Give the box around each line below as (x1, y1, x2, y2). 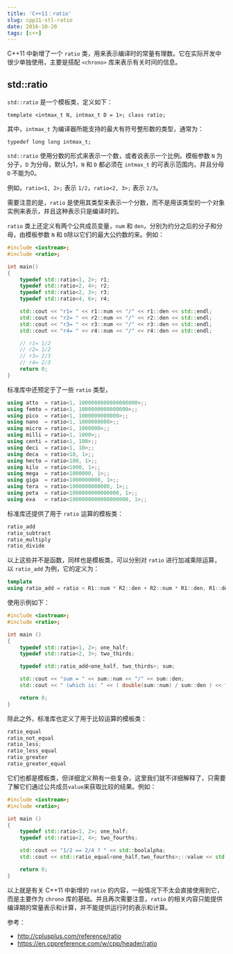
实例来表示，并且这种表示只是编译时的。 (7, 207, 123, 216)
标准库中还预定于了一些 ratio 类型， (7, 385, 112, 394)
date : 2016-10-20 (7, 23, 58, 30)
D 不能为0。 (7, 169, 40, 177)
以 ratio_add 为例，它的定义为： (7, 564, 100, 573)
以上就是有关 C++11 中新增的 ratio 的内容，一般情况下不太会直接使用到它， (7, 885, 223, 894)
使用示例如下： (7, 598, 50, 607)
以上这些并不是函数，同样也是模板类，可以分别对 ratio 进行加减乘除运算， (7, 556, 221, 564)
